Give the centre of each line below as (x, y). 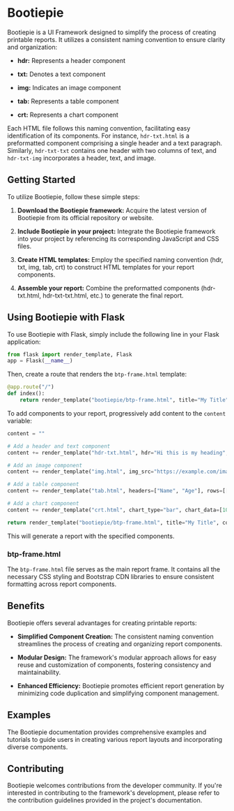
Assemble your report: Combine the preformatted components (108, 288)
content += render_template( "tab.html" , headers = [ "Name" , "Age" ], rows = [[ (118, 491)
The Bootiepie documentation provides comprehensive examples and (107, 732)
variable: (20, 421)
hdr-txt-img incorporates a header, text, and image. (82, 158)
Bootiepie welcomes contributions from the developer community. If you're (115, 786)
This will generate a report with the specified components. (91, 536)
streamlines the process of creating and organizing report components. (120, 643)
